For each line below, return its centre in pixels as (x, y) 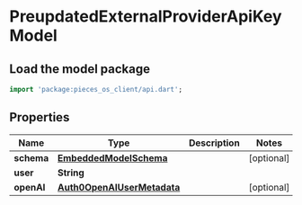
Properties (40, 117)
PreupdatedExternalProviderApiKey (146, 17)
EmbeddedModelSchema (112, 157)
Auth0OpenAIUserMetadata (119, 187)
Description (214, 143)
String (71, 173)
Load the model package (80, 69)
